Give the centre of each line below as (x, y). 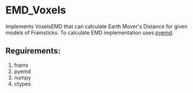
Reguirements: (33, 51)
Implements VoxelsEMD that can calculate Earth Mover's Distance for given (97, 26)
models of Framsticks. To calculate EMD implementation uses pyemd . (89, 32)
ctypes (22, 84)
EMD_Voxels (36, 10)
